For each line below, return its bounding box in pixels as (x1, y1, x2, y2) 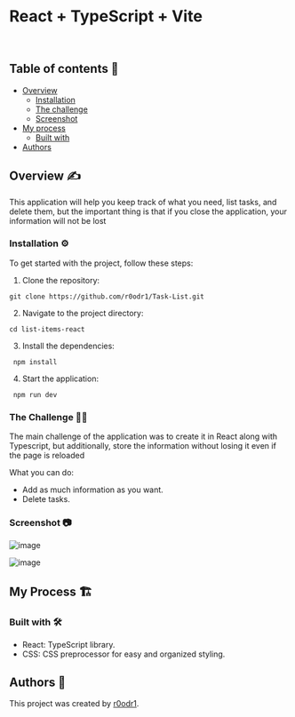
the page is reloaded (9, 450, 85, 461)
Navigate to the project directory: (21, 307, 144, 318)
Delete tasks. (21, 494, 71, 505)
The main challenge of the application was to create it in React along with (9, 431, 278, 442)
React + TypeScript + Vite (9, 6, 203, 27)
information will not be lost (9, 215, 107, 226)
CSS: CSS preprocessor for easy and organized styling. (21, 649, 226, 659)
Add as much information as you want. (21, 484, 164, 495)
